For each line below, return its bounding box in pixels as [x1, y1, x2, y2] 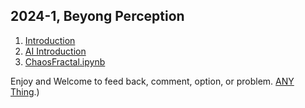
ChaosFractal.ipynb [24, 55, 106, 68]
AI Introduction [24, 45, 87, 57]
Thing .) [10, 85, 40, 98]
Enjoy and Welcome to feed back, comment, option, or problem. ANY [10, 75, 295, 87]
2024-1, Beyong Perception [10, 8, 185, 25]
